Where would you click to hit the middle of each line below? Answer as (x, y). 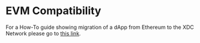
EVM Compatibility (53, 11)
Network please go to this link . (43, 33)
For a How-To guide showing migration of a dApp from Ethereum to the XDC (100, 27)
